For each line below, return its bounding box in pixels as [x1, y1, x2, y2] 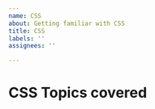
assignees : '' [8, 42, 57, 50]
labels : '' [8, 34, 45, 43]
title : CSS [8, 27, 45, 35]
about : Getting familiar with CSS [8, 19, 126, 27]
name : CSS [8, 11, 42, 20]
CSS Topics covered [8, 84, 148, 102]
